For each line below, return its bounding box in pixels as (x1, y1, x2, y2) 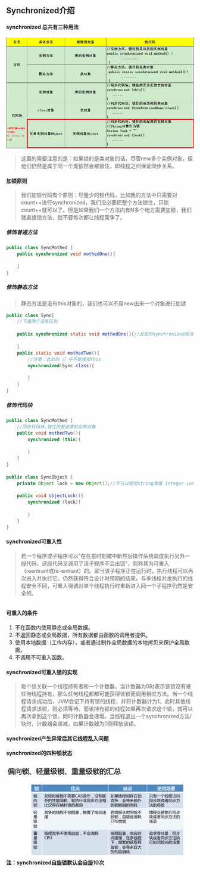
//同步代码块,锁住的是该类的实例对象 (17, 424, 96, 430)
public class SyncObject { (6, 474, 73, 480)
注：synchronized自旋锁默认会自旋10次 (6, 859, 104, 866)
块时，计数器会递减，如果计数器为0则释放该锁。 (20, 720, 139, 727)
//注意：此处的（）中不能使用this (27, 356, 101, 362)
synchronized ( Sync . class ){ (27, 362, 95, 368)
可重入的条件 (6, 610, 37, 617)
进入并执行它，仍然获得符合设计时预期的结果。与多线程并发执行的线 (26, 575, 193, 582)
